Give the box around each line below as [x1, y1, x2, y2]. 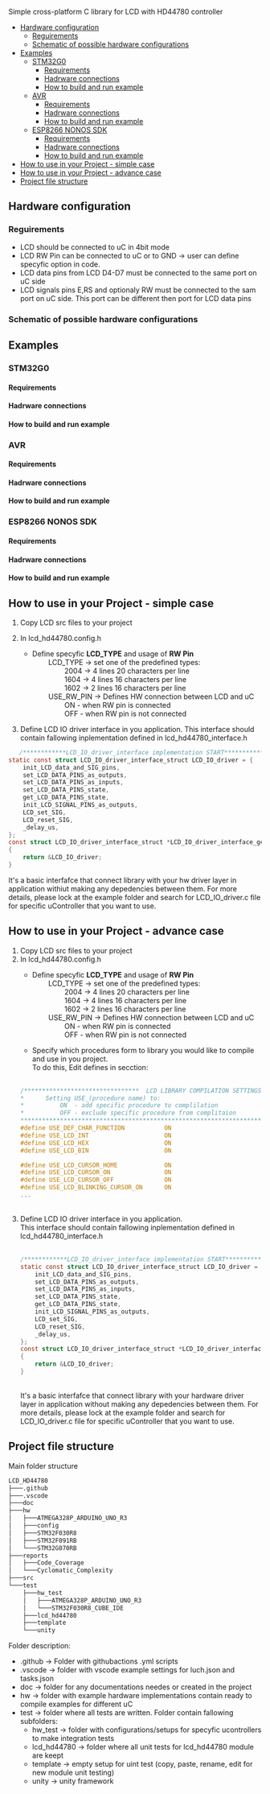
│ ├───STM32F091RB [8, 1536, 78, 1544]
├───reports [8, 1552, 48, 1560]
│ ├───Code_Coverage [8, 1559, 84, 1567]
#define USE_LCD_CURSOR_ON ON [19, 1168, 172, 1176]
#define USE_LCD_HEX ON [19, 1139, 172, 1147]
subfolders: [19, 1717, 59, 1726]
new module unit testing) [31, 1767, 115, 1778]
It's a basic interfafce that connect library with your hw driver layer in [8, 875, 237, 885]
